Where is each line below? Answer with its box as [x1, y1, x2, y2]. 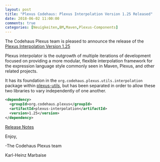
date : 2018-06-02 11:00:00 [5, 16, 60, 21]
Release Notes [5, 124, 34, 130]
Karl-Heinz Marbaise [5, 152, 47, 158]
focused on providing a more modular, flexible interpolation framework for [5, 58, 153, 64]
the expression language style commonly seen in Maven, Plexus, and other [5, 63, 155, 69]
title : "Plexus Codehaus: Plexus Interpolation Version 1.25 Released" [5, 12, 153, 16]
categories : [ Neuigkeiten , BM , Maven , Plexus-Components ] [5, 25, 118, 30]
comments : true [5, 20, 36, 26]
